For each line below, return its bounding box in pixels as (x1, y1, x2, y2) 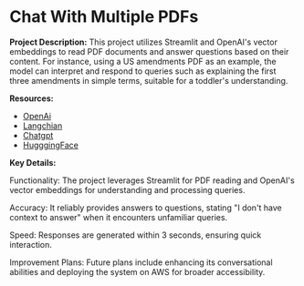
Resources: (9, 93, 54, 104)
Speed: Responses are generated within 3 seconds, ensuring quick (9, 230, 262, 240)
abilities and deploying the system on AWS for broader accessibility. (9, 266, 266, 277)
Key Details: (9, 157, 57, 168)
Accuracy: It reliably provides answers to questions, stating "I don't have (9, 202, 283, 213)
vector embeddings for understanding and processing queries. (9, 184, 246, 195)
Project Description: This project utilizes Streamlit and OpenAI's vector (9, 36, 278, 47)
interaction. (9, 239, 53, 250)
